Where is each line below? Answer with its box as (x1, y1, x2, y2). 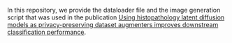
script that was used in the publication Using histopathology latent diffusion (7, 13, 225, 21)
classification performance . (7, 28, 87, 36)
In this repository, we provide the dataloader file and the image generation (7, 6, 221, 14)
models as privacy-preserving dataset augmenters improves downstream (7, 21, 219, 28)
